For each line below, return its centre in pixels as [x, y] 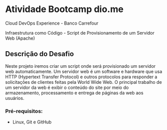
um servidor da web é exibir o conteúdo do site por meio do [67, 87]
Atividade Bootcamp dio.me [64, 9]
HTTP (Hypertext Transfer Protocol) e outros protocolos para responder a [81, 77]
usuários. [15, 98]
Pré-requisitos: [24, 111]
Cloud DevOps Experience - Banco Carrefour [52, 23]
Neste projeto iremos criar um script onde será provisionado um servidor [80, 66]
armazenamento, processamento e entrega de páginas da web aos [74, 93]
